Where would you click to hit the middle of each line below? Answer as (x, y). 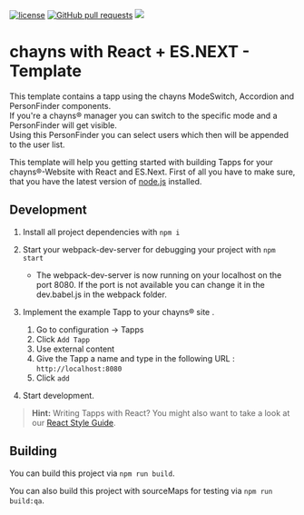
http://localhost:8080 (79, 369)
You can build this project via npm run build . (92, 473)
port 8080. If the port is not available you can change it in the (150, 284)
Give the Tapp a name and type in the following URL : (135, 358)
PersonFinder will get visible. (64, 125)
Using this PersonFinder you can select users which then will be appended (149, 134)
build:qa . (27, 500)
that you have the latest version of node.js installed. (106, 181)
